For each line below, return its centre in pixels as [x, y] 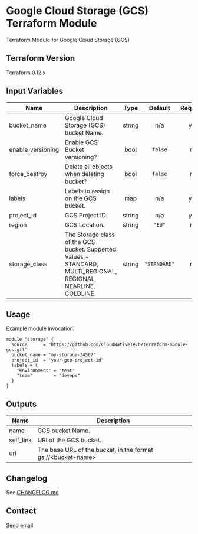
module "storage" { [30, 340]
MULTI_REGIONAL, [91, 271]
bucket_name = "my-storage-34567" [54, 355]
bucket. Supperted [90, 249]
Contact [21, 511]
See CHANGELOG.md [32, 492]
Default [160, 108]
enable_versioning [34, 149]
